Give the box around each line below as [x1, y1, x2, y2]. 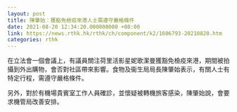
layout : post [7, 10, 46, 17]
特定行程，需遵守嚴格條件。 [7, 74, 88, 83]
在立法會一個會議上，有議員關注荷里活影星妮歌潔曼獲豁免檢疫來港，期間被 [7, 57, 224, 65]
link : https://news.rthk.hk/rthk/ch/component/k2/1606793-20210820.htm [7, 29, 222, 37]
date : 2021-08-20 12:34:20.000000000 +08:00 [7, 23, 140, 30]
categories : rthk [7, 36, 59, 43]
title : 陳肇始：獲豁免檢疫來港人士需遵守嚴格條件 [7, 17, 135, 24]
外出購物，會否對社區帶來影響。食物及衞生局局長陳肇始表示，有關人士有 [19, 65, 230, 73]
